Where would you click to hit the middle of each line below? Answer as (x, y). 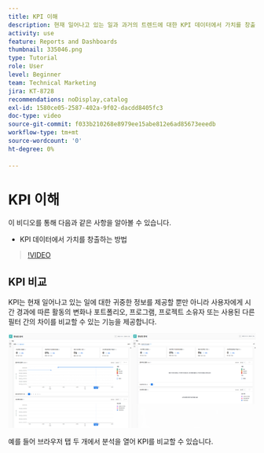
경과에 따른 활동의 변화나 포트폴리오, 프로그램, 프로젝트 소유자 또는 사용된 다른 (136, 312)
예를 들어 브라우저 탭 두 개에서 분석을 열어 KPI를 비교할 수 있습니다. (111, 441)
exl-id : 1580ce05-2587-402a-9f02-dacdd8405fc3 (86, 108)
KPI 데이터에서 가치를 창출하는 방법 (73, 239)
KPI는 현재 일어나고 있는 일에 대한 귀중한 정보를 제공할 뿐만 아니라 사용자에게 (126, 302)
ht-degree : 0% (31, 149)
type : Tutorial (33, 58)
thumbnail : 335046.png (45, 50)
